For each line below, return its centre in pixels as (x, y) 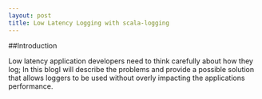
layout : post (30, 15)
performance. (31, 86)
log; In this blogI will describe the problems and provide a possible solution (131, 69)
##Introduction (33, 45)
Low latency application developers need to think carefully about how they (131, 61)
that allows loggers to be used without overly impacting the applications (127, 78)
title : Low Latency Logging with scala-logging (89, 23)
